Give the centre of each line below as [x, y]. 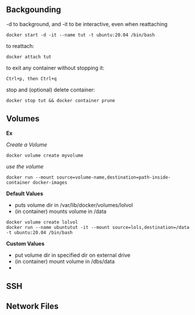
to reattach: [20, 46]
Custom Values [25, 243]
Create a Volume [27, 144]
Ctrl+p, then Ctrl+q [32, 79]
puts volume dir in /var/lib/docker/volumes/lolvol [74, 205]
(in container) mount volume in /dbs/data [65, 261]
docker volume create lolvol [42, 222]
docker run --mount [30, 177]
